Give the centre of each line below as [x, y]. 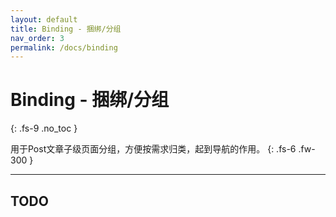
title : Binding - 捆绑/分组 [66, 29]
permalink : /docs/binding [64, 47]
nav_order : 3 [37, 38]
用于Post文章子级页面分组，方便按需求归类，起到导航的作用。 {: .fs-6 [153, 149]
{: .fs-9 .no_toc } [44, 128]
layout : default [44, 19]
